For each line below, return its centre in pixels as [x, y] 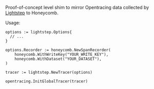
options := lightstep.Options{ [39, 32]
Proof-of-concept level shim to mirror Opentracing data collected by [77, 7]
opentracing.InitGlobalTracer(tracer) [47, 81]
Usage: [13, 23]
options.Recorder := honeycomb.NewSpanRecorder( [58, 50]
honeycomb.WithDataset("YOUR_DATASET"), [58, 59]
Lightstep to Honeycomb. [32, 13]
